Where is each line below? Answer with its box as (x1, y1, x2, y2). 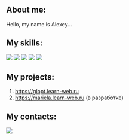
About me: (6, 5, 47, 15)
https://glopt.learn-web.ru (14, 88, 79, 95)
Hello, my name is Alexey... (6, 20, 73, 28)
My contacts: (6, 111, 57, 121)
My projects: (6, 72, 55, 83)
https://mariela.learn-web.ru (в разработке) (14, 94, 124, 101)
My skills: (6, 38, 43, 48)
